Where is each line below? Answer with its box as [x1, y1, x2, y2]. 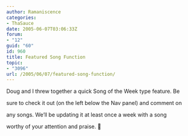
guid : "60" [6, 43, 34, 49]
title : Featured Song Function [6, 54, 86, 60]
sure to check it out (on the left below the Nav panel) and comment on [6, 100, 183, 107]
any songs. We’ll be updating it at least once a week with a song [6, 111, 167, 118]
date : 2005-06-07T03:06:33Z [6, 25, 78, 32]
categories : [6, 15, 37, 21]
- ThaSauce [6, 20, 34, 26]
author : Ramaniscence [6, 8, 61, 15]
